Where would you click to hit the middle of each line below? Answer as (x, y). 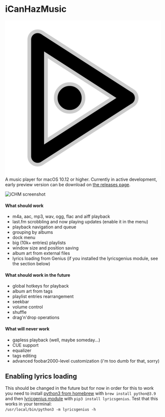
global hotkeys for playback (41, 286)
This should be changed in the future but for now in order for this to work (80, 388)
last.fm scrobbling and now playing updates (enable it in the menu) (80, 222)
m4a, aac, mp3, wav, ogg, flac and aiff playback (61, 216)
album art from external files (41, 253)
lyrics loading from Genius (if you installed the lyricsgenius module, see (85, 258)
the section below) (31, 264)
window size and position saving (45, 248)
